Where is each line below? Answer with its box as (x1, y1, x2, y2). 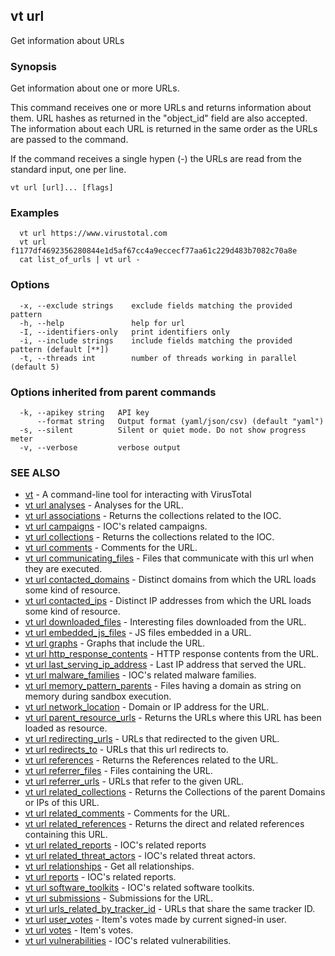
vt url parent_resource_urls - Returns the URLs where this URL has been (24, 712, 322, 724)
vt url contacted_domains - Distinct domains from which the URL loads (24, 574, 317, 586)
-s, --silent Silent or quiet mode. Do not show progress (19, 425, 307, 435)
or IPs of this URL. (24, 797, 100, 809)
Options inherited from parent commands (10, 385, 217, 399)
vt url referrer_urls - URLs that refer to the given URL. (24, 775, 245, 788)
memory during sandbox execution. (24, 690, 172, 703)
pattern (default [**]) (10, 344, 110, 354)
